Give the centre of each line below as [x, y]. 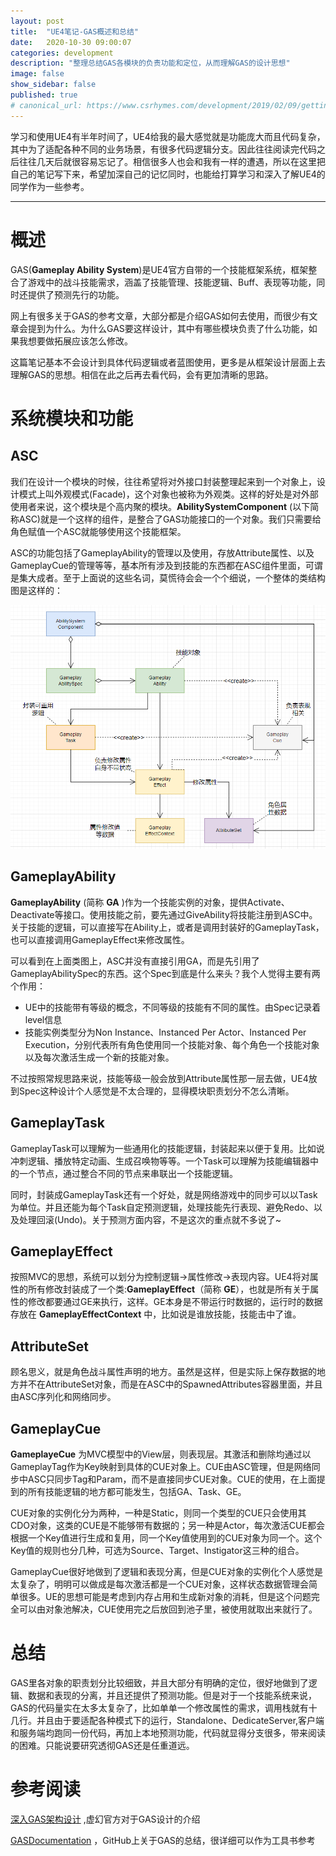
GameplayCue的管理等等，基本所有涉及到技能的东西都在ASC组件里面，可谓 [166, 565]
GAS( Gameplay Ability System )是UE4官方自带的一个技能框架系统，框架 [159, 269]
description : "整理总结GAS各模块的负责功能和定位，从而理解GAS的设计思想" [150, 63]
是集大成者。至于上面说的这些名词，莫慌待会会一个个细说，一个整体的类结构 [168, 577]
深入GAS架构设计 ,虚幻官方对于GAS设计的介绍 [105, 1819]
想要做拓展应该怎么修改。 [80, 341]
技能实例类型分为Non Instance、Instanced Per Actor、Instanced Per [165, 1032]
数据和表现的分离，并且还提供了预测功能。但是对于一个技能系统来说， [172, 1695]
